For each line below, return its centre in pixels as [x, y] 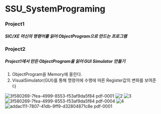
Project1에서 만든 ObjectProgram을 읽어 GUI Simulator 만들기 [65, 61]
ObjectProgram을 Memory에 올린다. [47, 74]
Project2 [15, 49]
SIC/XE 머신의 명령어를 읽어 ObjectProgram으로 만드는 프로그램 [66, 36]
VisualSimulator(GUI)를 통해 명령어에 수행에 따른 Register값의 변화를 [78, 80]
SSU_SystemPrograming [55, 9]
